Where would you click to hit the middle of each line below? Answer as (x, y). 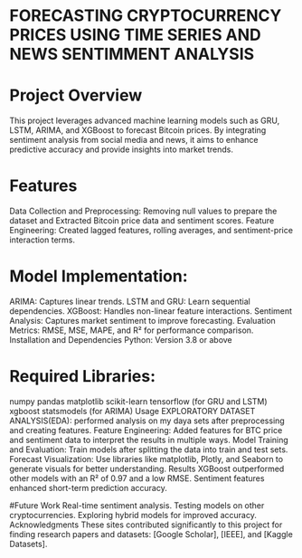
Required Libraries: (83, 377)
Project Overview (76, 95)
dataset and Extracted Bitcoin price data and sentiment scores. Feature (142, 221)
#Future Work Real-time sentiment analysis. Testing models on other (137, 505)
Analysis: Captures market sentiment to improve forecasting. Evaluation (142, 321)
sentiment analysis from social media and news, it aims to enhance (134, 140)
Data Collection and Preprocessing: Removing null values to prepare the (143, 211)
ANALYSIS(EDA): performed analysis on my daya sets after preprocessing (147, 421)
